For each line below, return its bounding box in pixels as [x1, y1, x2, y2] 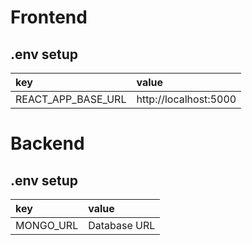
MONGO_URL [15, 219, 79, 232]
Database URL [88, 219, 156, 232]
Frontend [10, 6, 88, 29]
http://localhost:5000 [136, 92, 237, 106]
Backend [10, 132, 85, 155]
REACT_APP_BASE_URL [15, 92, 127, 106]
